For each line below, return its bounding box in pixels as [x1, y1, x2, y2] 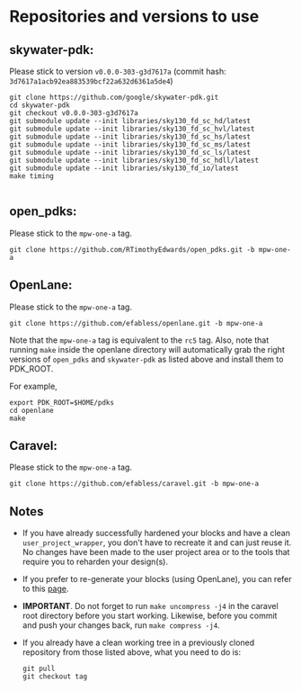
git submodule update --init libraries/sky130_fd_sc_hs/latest [9, 132, 252, 141]
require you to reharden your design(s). [22, 556, 169, 568]
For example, [9, 381, 58, 391]
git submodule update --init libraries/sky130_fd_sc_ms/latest [9, 140, 252, 149]
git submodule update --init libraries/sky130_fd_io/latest [9, 164, 240, 173]
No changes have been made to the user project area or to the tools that [22, 547, 290, 558]
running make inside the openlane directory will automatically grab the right [9, 344, 285, 354]
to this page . [22, 583, 69, 595]
